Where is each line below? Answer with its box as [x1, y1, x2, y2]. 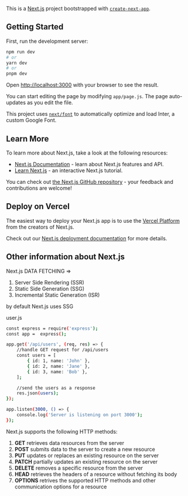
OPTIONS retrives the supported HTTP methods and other [14, 477, 156, 484]
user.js [6, 314, 22, 321]
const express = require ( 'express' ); [6, 326, 98, 331]
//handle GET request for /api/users [16, 347, 109, 353]
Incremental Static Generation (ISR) [14, 291, 100, 299]
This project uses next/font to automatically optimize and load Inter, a [6, 110, 175, 118]
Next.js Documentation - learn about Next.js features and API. [14, 161, 164, 167]
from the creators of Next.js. [6, 223, 74, 230]
